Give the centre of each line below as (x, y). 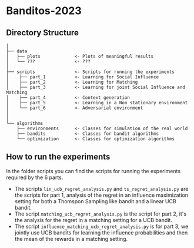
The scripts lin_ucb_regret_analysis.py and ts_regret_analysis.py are (101, 189)
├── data (17, 51)
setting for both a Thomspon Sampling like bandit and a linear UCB (95, 201)
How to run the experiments (58, 157)
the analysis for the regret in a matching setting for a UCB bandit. (93, 220)
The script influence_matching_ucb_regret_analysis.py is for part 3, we (101, 226)
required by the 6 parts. (35, 177)
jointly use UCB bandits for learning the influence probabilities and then (101, 232)
